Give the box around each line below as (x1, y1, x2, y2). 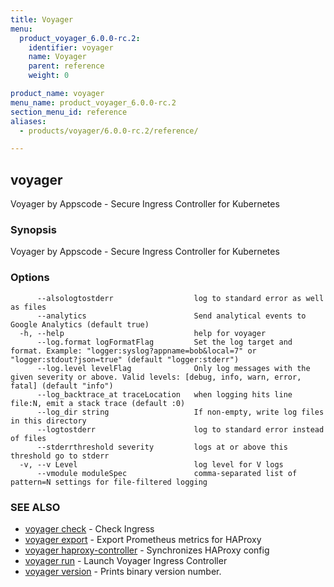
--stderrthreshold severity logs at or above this (36, 442, 288, 452)
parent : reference (28, 61, 105, 71)
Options (10, 271, 50, 285)
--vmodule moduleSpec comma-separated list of (36, 468, 298, 478)
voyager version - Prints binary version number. (24, 565, 222, 577)
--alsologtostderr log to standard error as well (36, 293, 325, 303)
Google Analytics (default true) (10, 319, 150, 330)
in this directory (10, 416, 87, 426)
